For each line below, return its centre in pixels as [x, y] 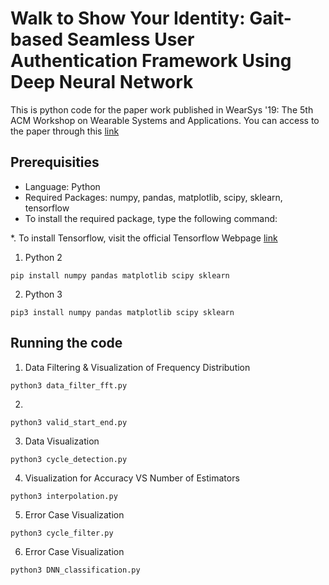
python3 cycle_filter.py [62, 533]
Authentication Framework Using [151, 61]
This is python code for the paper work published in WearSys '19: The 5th [162, 109]
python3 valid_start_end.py [69, 422]
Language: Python [62, 186]
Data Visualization [62, 441]
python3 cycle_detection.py [69, 459]
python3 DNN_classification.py [75, 570]
